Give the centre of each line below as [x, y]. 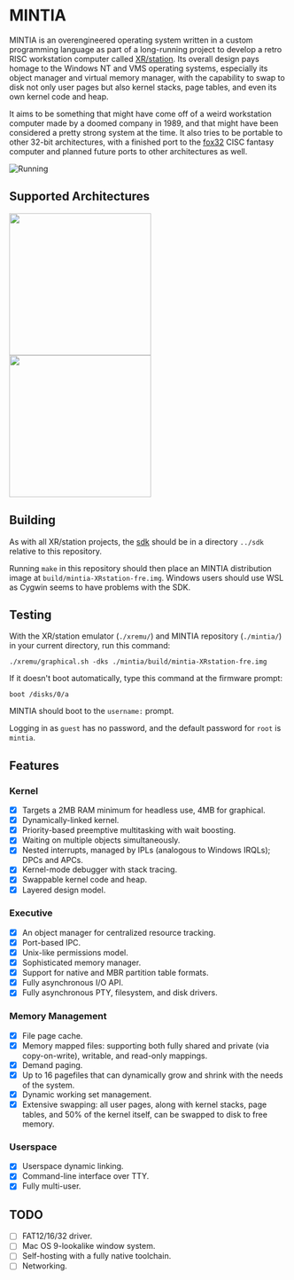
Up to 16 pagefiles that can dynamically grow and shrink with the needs [152, 1075]
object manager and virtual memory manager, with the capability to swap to [147, 77]
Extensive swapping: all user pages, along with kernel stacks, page [144, 1104]
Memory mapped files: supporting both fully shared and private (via [145, 1045]
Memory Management [58, 1017]
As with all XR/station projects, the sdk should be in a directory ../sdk [136, 541]
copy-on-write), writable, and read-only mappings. [115, 1056]
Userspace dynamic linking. [73, 1166]
